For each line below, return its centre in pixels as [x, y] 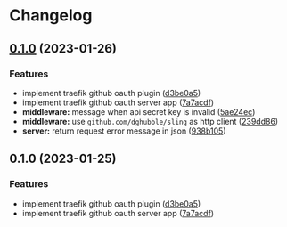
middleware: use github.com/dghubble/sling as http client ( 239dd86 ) [150, 121]
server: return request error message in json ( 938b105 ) [124, 131]
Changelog [51, 16]
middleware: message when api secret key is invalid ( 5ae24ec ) [139, 111]
